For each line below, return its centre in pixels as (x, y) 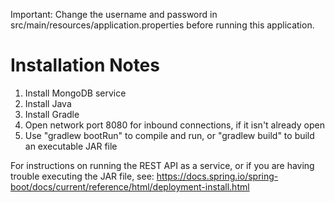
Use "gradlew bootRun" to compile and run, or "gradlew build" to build (169, 135)
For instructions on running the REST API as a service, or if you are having (162, 165)
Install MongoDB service (75, 93)
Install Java (48, 103)
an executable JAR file (71, 146)
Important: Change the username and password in (114, 14)
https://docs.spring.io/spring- (217, 176)
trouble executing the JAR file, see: (82, 176)
